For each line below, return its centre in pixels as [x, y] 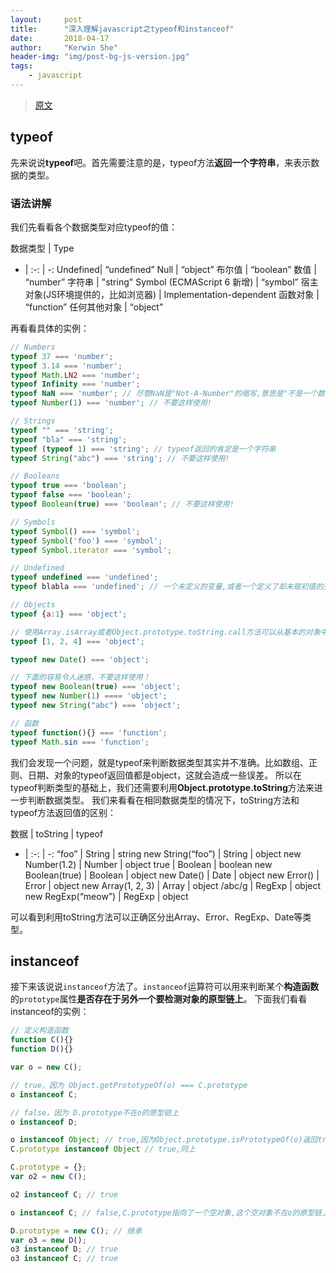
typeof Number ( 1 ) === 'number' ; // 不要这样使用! [111, 403]
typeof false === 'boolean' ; [71, 495]
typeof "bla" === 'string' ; [69, 439]
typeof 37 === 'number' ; [62, 356]
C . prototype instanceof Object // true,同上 [103, 1149]
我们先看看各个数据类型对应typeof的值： [94, 227]
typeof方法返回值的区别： [63, 812]
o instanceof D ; [44, 1122]
